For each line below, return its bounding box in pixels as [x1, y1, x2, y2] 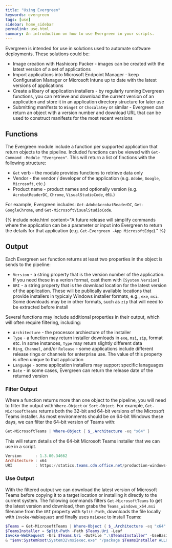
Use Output [5, 475, 35, 482]
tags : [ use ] [5, 17, 31, 22]
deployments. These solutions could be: [5, 51, 90, 57]
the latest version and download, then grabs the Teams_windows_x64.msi [5, 502, 156, 509]
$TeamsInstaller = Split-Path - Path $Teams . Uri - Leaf [5, 528, 123, 534]
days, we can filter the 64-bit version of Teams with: [5, 419, 116, 425]
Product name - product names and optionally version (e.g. [12, 186, 138, 192]
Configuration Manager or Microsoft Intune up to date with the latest [12, 77, 157, 83]
